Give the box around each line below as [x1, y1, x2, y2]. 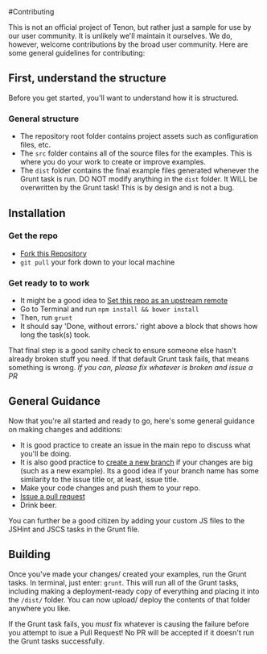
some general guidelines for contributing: [8, 48, 146, 57]
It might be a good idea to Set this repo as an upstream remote [19, 296, 228, 306]
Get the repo [8, 230, 59, 241]
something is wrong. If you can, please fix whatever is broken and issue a [8, 363, 253, 373]
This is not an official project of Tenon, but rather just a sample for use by [8, 23, 252, 31]
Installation [8, 206, 66, 220]
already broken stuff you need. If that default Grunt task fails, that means [8, 354, 249, 364]
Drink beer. [19, 500, 57, 510]
